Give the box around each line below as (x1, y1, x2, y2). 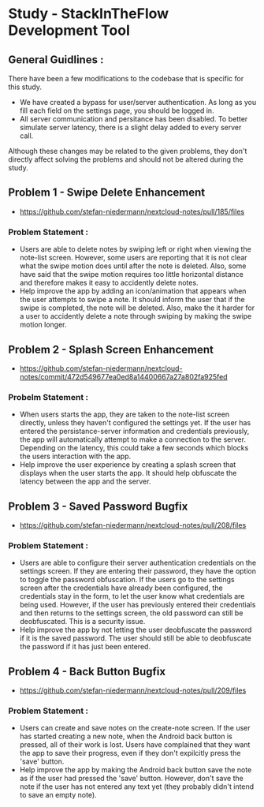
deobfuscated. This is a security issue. (19, 617, 146, 626)
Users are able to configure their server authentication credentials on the (19, 558, 257, 568)
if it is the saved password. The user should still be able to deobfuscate (19, 633, 252, 643)
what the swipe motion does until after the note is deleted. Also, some (19, 261, 247, 271)
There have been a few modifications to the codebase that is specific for (8, 74, 244, 83)
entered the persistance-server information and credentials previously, (19, 427, 250, 436)
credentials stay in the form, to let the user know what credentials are (19, 592, 245, 601)
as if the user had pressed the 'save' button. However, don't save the (19, 774, 244, 783)
